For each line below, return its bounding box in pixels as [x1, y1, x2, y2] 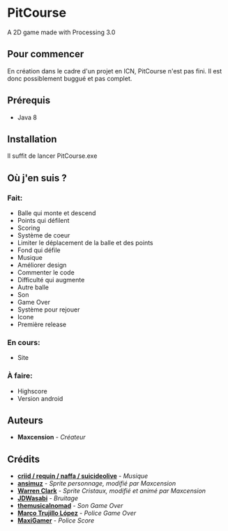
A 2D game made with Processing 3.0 [7, 28, 116, 36]
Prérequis [7, 94, 51, 106]
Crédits [7, 453, 40, 465]
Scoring [17, 224, 40, 232]
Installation [7, 133, 57, 145]
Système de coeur [17, 231, 70, 240]
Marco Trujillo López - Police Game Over [17, 509, 137, 518]
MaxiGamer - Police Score [17, 516, 95, 525]
